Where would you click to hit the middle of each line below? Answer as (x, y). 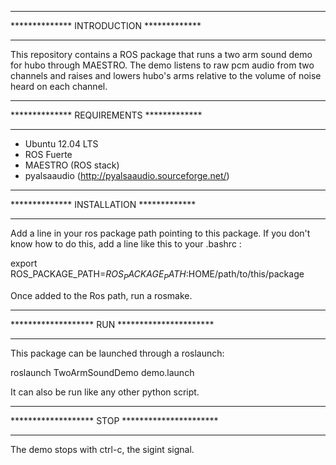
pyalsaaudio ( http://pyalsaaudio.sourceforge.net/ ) (127, 175)
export (24, 263)
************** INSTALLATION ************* (103, 204)
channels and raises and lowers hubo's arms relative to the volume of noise (166, 75)
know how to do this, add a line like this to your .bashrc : (126, 244)
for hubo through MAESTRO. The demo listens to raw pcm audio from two (162, 65)
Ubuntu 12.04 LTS (61, 144)
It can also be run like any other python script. (105, 392)
